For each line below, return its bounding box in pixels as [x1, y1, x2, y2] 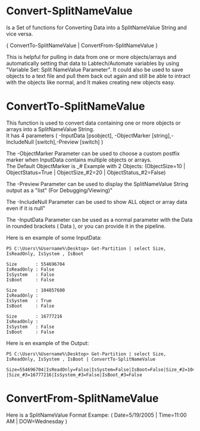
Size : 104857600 [6, 287, 65, 293]
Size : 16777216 [6, 313, 62, 320]
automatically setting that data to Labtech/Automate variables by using [6, 60, 180, 67]
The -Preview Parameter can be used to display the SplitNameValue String [6, 180, 189, 187]
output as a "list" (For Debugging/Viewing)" [6, 187, 113, 194]
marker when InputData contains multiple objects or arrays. [6, 156, 152, 163]
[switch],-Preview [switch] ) [35, 138, 104, 145]
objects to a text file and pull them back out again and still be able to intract [6, 72, 190, 79]
